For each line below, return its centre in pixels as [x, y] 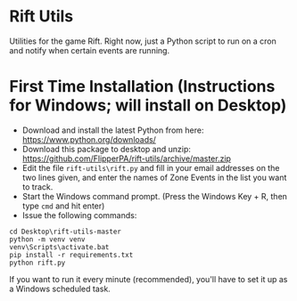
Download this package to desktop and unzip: [107, 149]
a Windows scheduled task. [60, 289]
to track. [37, 187]
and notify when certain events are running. [90, 50]
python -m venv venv [48, 239]
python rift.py [37, 263]
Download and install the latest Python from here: [113, 130]
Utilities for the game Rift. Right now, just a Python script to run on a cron [143, 41]
